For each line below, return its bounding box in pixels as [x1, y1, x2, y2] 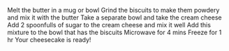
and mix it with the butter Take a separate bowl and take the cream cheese [7, 13, 222, 22]
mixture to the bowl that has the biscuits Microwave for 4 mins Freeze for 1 [7, 28, 222, 36]
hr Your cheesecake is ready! [7, 36, 91, 44]
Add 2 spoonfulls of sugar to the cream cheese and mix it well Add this [7, 21, 212, 29]
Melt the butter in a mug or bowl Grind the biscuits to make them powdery [7, 6, 220, 14]
